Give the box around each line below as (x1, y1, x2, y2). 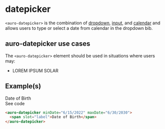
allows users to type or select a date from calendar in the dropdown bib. (5, 25, 153, 31)
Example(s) (5, 82, 41, 90)
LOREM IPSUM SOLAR (12, 67, 59, 73)
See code (5, 100, 25, 106)
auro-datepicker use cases (5, 40, 90, 48)
